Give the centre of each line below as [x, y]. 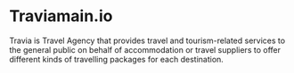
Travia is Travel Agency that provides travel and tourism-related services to [147, 40]
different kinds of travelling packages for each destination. [117, 59]
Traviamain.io [61, 16]
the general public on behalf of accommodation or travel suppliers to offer [145, 49]
